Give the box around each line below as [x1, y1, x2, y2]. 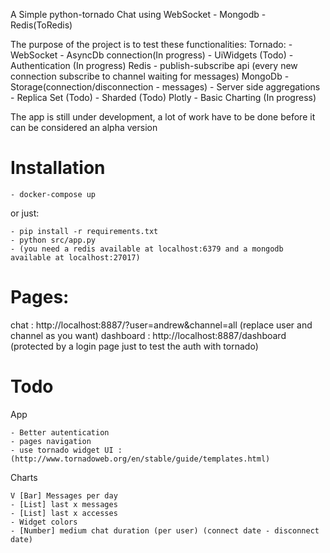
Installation [10, 157, 106, 179]
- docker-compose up [10, 189, 97, 199]
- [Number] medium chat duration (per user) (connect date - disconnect [10, 525, 320, 536]
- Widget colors [10, 517, 78, 527]
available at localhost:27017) [10, 252, 141, 263]
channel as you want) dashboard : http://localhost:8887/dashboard [10, 329, 287, 341]
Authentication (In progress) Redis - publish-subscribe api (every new [10, 60, 298, 71]
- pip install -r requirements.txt [10, 226, 159, 236]
